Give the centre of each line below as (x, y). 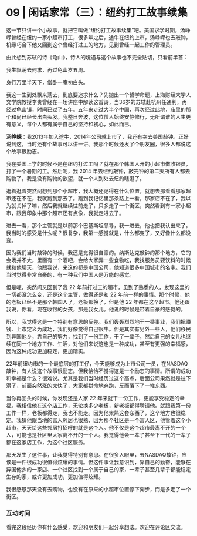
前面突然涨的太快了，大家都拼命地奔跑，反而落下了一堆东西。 (96, 386)
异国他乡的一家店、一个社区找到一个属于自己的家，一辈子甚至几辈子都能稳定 (98, 469)
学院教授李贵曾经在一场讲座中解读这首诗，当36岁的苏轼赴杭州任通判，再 (99, 102)
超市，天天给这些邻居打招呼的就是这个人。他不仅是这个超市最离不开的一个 (96, 427)
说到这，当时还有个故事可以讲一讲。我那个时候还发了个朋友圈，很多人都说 (96, 144)
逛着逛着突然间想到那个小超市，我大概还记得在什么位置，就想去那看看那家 (96, 191)
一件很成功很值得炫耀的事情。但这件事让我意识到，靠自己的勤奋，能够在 (103, 462)
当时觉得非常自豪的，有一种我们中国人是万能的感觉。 (70, 274)
